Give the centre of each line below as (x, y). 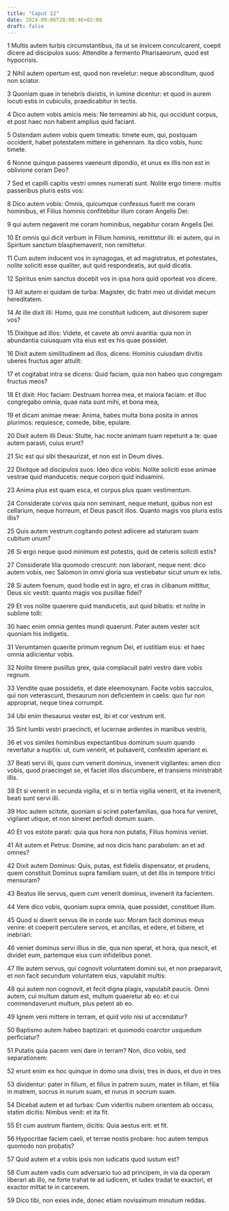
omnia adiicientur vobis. (41, 654)
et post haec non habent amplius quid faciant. (72, 122)
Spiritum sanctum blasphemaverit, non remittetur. (77, 245)
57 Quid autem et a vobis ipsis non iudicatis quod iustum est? (93, 1159)
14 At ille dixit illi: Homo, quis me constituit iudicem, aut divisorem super (108, 313)
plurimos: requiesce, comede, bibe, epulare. (69, 422)
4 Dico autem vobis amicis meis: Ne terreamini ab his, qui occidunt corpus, (112, 114)
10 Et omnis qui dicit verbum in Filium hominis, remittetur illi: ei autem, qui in (113, 238)
